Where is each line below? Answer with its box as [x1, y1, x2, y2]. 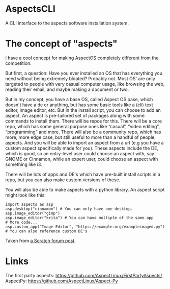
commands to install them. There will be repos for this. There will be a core [5, 118, 162, 124]
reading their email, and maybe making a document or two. [5, 86, 129, 92]
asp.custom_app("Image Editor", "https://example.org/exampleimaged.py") [5, 224, 165, 229]
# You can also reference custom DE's [5, 228, 88, 234]
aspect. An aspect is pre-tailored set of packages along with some [5, 112, 145, 118]
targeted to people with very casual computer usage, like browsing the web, [5, 81, 165, 87]
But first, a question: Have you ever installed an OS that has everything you [5, 70, 163, 76]
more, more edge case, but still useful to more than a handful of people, [5, 134, 156, 140]
